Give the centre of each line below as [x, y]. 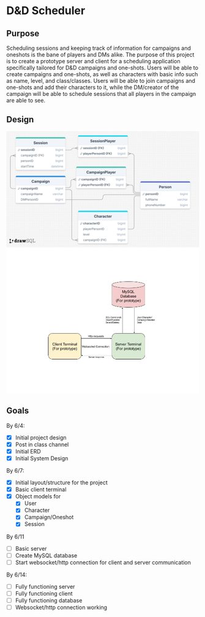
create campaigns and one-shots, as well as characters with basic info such [102, 74]
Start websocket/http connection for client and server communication [103, 562]
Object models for [38, 497]
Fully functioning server [45, 586]
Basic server [31, 548]
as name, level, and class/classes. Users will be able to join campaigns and [101, 81]
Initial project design [41, 438]
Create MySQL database [46, 555]
